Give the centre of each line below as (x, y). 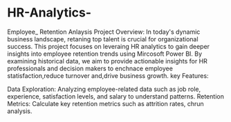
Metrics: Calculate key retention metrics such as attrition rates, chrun (105, 103)
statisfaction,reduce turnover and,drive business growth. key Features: (108, 75)
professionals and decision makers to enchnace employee (90, 68)
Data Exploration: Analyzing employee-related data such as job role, (104, 89)
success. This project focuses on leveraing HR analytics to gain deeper (108, 46)
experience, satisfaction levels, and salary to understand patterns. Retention (116, 96)
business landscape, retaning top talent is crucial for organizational (103, 39)
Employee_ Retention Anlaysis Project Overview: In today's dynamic (104, 32)
